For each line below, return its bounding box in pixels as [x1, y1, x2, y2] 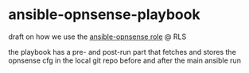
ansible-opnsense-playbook [8, 6, 200, 24]
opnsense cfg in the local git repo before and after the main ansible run [8, 56, 241, 65]
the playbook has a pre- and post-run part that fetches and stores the [8, 47, 236, 56]
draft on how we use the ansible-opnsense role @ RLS [8, 32, 187, 41]
